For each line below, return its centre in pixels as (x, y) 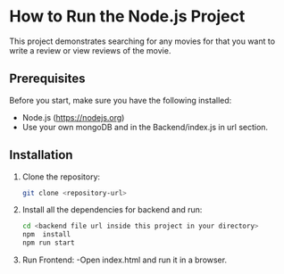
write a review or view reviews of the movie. (90, 50)
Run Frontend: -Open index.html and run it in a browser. (125, 260)
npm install (46, 235)
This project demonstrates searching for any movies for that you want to (142, 41)
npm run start (48, 243)
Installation (41, 155)
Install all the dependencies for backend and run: (112, 210)
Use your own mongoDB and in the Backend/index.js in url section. (145, 127)
